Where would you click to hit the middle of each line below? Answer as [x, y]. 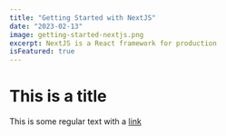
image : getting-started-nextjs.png [77, 34]
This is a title [58, 97]
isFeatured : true [42, 52]
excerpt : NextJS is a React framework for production [113, 43]
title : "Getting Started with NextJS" [83, 18]
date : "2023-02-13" [46, 26]
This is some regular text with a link [76, 121]
